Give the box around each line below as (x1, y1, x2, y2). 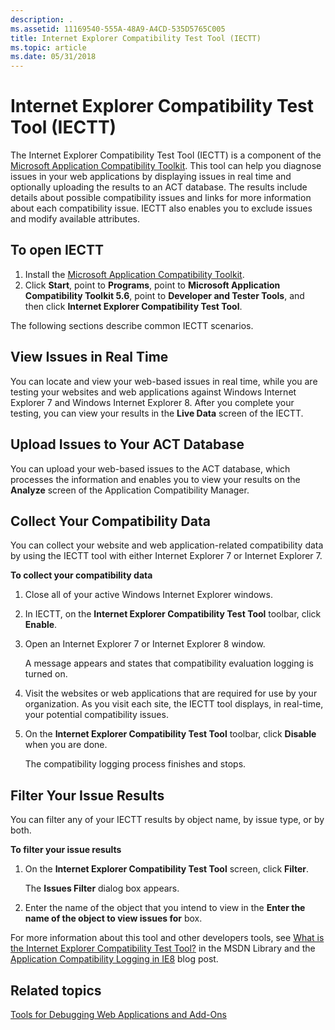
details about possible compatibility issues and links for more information (10, 192, 312, 204)
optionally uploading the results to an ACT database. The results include (10, 181, 308, 193)
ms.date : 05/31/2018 (10, 52, 97, 62)
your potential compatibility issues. (24, 709, 169, 721)
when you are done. (24, 739, 108, 751)
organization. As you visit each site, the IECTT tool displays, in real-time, (24, 698, 324, 710)
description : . (10, 14, 74, 25)
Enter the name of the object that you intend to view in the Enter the (24, 902, 306, 914)
